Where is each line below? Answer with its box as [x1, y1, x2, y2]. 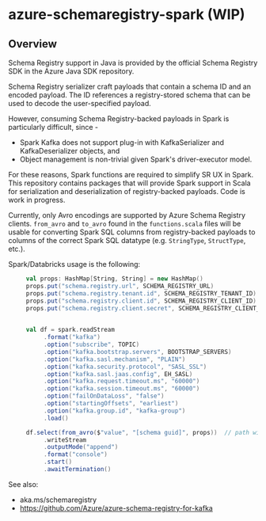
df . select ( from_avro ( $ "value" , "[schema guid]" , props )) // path [25, 428, 249, 436]
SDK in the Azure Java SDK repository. [8, 67, 135, 76]
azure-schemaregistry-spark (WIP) [8, 6, 245, 24]
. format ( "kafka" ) [43, 333, 101, 341]
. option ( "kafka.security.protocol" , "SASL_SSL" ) [43, 363, 207, 371]
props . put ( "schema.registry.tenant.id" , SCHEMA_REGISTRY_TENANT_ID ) [25, 289, 257, 298]
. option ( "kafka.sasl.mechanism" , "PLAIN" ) [43, 355, 186, 363]
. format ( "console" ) [43, 451, 108, 458]
